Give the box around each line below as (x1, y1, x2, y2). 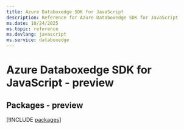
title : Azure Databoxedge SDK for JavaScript (6, 8, 124, 15)
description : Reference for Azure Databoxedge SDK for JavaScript (6, 15, 179, 21)
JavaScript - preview (6, 76, 115, 90)
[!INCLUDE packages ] (6, 116, 62, 123)
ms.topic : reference (6, 25, 59, 32)
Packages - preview (6, 100, 83, 110)
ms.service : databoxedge (6, 37, 69, 43)
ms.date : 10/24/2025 (6, 20, 59, 26)
